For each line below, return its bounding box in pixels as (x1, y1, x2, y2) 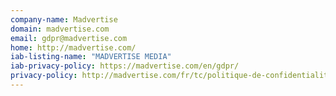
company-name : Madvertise (10, 14, 118, 25)
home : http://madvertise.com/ (10, 42, 137, 53)
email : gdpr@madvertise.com (10, 33, 128, 43)
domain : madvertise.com (10, 24, 110, 34)
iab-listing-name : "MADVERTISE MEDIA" (10, 52, 172, 62)
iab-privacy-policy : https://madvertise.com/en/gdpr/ (10, 61, 240, 71)
